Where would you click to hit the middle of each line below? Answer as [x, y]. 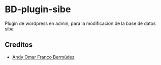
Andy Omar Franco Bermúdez [43, 57]
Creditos [19, 45]
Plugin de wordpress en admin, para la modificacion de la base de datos [80, 23]
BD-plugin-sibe [38, 9]
